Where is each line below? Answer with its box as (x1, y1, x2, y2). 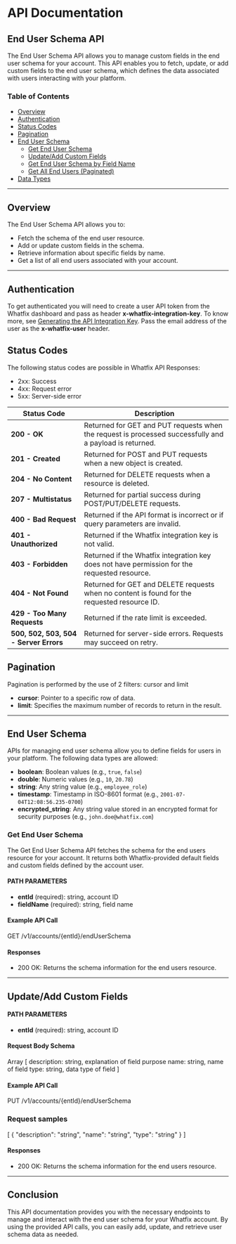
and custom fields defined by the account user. (7, 861, 144, 869)
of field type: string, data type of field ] (7, 1065, 119, 1073)
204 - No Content (11, 474, 72, 484)
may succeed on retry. (84, 637, 158, 647)
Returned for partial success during (84, 490, 201, 500)
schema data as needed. (7, 1230, 79, 1238)
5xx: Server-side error (17, 391, 82, 400)
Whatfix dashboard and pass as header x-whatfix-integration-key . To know (7, 309, 229, 318)
